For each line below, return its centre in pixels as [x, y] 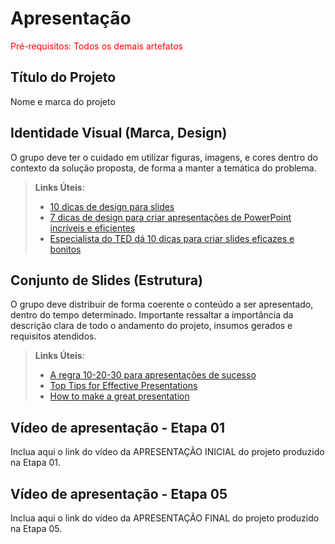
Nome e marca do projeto [63, 101]
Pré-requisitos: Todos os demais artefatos [96, 46]
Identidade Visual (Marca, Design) [119, 133]
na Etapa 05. [36, 528]
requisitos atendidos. [53, 336]
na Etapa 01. [36, 463]
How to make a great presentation [119, 396]
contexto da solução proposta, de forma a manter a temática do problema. [163, 168]
